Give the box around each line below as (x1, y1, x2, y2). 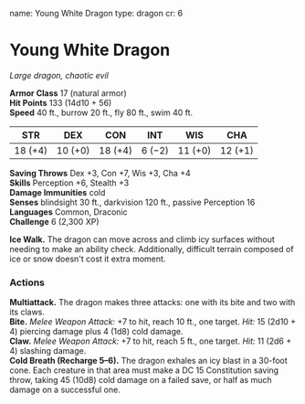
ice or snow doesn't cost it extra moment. (9, 253, 166, 264)
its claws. (9, 306, 46, 318)
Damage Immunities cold (9, 186, 106, 197)
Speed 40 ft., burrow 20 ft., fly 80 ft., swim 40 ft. (9, 107, 194, 118)
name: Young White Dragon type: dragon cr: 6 (9, 8, 184, 18)
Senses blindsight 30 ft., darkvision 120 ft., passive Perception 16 (9, 197, 256, 207)
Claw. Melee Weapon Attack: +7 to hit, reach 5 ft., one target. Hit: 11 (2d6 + (9, 335, 292, 346)
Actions (9, 276, 46, 289)
